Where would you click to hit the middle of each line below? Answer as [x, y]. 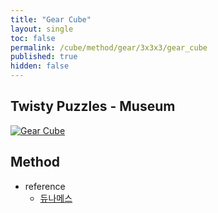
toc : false [33, 38]
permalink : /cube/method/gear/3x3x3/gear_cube [109, 47]
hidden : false [40, 66]
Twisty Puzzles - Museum [93, 106]
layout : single [42, 29]
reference [45, 186]
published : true [44, 57]
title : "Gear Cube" [51, 19]
